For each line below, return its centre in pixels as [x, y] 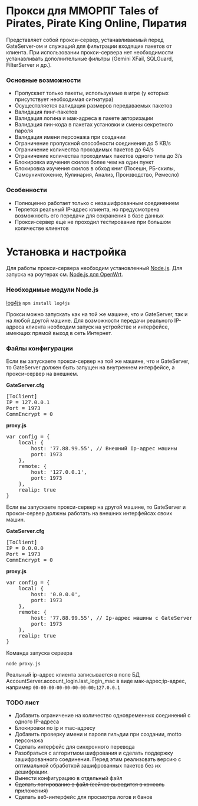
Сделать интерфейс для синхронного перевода [75, 747]
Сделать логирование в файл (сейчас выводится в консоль [90, 785]
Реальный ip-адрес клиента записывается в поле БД [73, 675]
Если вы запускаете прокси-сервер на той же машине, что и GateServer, [98, 361]
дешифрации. [32, 772]
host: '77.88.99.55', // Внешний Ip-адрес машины [104, 448]
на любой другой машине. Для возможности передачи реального [90, 320]
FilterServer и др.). [29, 65]
